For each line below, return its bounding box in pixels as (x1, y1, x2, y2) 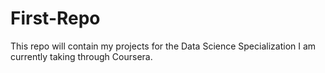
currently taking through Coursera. (10, 50, 153, 62)
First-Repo (10, 7, 101, 30)
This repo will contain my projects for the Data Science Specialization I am (10, 40, 317, 52)
